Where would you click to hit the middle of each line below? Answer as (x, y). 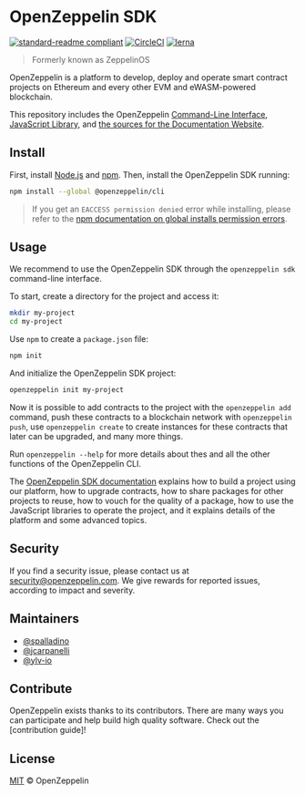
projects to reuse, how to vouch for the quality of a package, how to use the (152, 501)
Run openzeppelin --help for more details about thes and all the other (140, 454)
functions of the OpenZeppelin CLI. (76, 463)
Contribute (41, 689)
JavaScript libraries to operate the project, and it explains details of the (142, 510)
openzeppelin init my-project (67, 390)
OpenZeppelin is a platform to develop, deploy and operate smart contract (149, 77)
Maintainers (45, 619)
